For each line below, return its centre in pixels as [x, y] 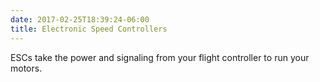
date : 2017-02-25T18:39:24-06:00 [80, 19]
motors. [26, 68]
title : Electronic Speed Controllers [89, 29]
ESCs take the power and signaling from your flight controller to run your [160, 57]
